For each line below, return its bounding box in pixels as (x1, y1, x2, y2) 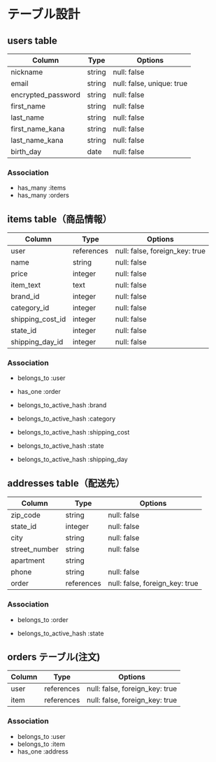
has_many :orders (17, 191, 70, 199)
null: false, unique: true (113, 78, 187, 88)
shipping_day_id (10, 337, 64, 347)
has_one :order (17, 388, 61, 396)
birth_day (10, 147, 42, 156)
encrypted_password (10, 90, 80, 99)
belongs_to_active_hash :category (17, 414, 116, 423)
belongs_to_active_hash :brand (17, 401, 107, 409)
